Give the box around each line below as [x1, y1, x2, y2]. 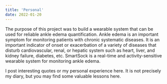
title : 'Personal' [5, 7, 44, 13]
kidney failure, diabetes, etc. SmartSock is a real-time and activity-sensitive [5, 52, 162, 58]
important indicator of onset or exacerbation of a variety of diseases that [5, 42, 156, 48]
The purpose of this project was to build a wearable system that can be [5, 26, 153, 32]
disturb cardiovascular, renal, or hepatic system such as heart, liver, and [5, 47, 155, 53]
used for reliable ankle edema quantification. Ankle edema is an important [5, 31, 159, 37]
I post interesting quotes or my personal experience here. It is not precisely [5, 67, 161, 73]
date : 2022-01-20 [5, 12, 42, 17]
